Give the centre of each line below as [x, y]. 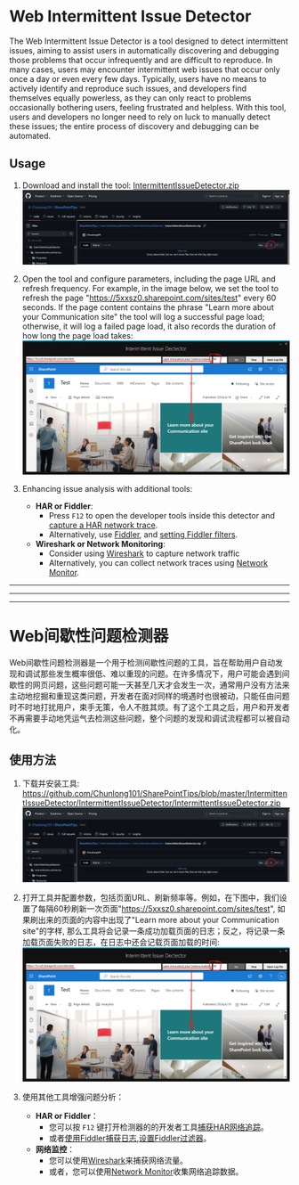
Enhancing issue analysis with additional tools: [107, 489]
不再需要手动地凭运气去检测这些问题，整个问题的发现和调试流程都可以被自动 [149, 718]
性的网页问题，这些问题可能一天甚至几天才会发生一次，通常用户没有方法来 [153, 685]
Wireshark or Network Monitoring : [101, 544]
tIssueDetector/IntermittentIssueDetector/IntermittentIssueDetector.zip [151, 803]
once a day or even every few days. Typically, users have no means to [138, 78]
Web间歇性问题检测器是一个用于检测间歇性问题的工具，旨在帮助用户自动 [142, 663]
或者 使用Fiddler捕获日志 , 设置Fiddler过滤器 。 [130, 1139]
